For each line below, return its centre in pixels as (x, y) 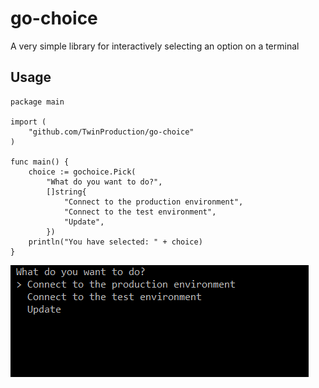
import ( (28, 122)
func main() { (40, 162)
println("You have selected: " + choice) (115, 242)
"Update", (84, 222)
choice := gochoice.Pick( (82, 172)
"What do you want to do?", (104, 182)
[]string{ (66, 192)
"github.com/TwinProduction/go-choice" (111, 132)
